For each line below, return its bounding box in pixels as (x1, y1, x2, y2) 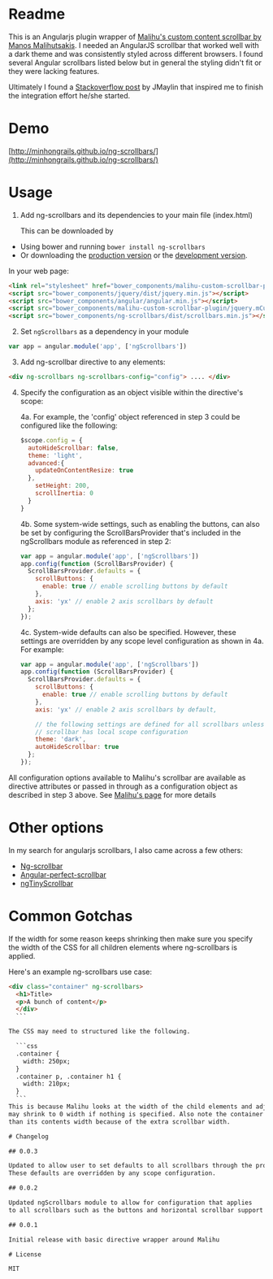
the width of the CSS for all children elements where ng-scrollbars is (8, 942, 238, 952)
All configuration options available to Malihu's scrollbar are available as (8, 772, 246, 782)
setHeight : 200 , (35, 481, 90, 490)
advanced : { (28, 459, 65, 468)
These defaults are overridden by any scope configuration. (8, 1169, 217, 1177)
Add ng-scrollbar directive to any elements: (19, 357, 166, 367)
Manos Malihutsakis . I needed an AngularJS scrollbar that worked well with (8, 40, 260, 50)
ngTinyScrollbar (19, 878, 74, 888)
